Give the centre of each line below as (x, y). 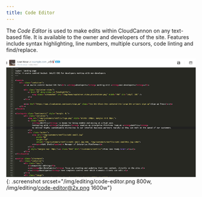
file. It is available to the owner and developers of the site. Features (106, 37)
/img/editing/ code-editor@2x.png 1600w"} (59, 187)
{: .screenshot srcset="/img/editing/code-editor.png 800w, (79, 181)
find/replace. (22, 50)
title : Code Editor (31, 13)
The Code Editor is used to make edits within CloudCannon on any (88, 31)
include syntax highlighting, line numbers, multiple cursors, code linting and (100, 43)
